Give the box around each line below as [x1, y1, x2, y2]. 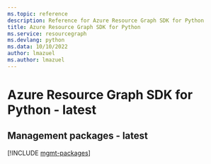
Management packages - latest [7, 130, 149, 142]
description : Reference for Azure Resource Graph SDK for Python [7, 17, 204, 24]
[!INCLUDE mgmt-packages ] [7, 148, 91, 157]
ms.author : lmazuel [7, 57, 65, 64]
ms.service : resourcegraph [7, 30, 87, 37]
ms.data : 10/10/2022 [7, 43, 69, 50]
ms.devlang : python [7, 37, 65, 44]
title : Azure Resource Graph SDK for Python [7, 23, 141, 30]
